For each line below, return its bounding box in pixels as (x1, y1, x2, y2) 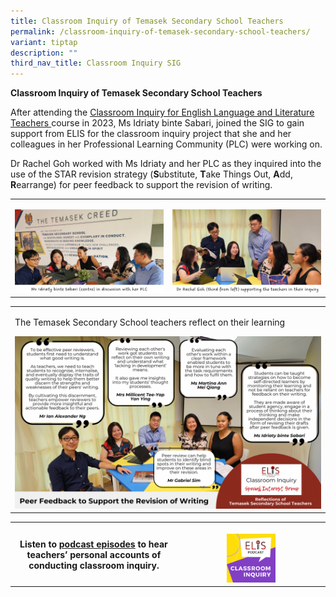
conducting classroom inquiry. (28, 559, 160, 571)
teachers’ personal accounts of (26, 548, 162, 560)
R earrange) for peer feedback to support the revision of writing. (10, 179, 273, 191)
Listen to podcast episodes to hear (19, 538, 168, 550)
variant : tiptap (10, 37, 78, 47)
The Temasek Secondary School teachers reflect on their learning (14, 316, 286, 328)
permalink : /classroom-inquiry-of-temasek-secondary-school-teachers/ (10, 26, 311, 37)
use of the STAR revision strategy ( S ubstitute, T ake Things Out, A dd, (10, 168, 293, 180)
